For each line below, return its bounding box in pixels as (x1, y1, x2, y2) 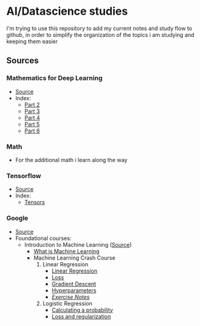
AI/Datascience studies (6, 4, 128, 18)
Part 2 (24, 101, 40, 108)
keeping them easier (6, 37, 58, 45)
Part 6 (24, 127, 40, 134)
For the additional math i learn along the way (15, 156, 128, 163)
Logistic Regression (42, 300, 93, 307)
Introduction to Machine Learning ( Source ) (24, 241, 132, 248)
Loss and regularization (51, 312, 111, 320)
